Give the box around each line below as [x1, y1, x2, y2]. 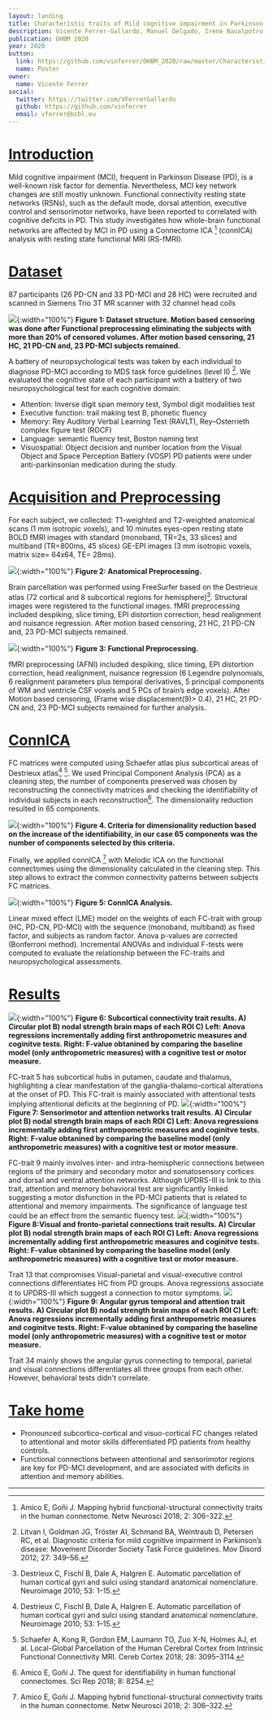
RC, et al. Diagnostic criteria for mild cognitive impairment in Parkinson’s [19, 1535, 262, 1545]
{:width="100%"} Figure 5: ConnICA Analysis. [16, 898, 173, 907]
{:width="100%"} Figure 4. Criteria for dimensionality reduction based [16, 820, 257, 830]
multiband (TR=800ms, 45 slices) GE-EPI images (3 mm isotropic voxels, [8, 541, 253, 551]
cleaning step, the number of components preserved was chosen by [8, 776, 238, 786]
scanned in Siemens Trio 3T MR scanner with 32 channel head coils [8, 298, 236, 307]
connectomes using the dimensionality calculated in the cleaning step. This [8, 863, 261, 873]
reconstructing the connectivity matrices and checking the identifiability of [8, 785, 258, 795]
